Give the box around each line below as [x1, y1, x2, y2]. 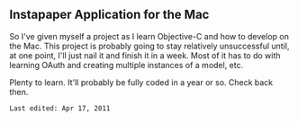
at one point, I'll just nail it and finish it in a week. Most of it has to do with [9, 49, 281, 61]
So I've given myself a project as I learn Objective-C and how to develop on [9, 30, 290, 41]
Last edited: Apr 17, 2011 [9, 103, 111, 113]
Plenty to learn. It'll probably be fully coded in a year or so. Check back [9, 76, 274, 88]
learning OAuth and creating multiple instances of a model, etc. [9, 59, 244, 70]
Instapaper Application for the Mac [9, 7, 210, 22]
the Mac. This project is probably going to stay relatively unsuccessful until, [9, 40, 290, 51]
